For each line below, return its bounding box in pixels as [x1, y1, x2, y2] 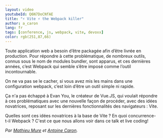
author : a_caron [5, 21, 38, 26]
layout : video [5, 7, 34, 12]
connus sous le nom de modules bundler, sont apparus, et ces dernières [5, 58, 151, 64]
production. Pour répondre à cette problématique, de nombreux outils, [5, 53, 146, 59]
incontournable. [5, 69, 37, 74]
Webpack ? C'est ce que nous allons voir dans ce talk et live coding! [11, 118, 149, 124]
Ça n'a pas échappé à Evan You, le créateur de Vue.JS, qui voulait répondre [5, 92, 158, 98]
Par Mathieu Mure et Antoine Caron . [5, 127, 78, 133]
